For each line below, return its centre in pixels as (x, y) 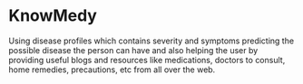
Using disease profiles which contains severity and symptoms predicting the (151, 41)
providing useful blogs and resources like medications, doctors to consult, (147, 60)
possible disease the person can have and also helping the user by (133, 50)
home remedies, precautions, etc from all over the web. (112, 70)
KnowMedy (53, 16)
